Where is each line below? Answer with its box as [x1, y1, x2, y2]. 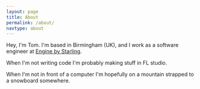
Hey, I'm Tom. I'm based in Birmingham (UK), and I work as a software [6, 42, 179, 49]
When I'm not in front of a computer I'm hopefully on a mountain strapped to [6, 71, 194, 78]
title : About [6, 14, 39, 20]
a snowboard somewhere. [6, 77, 70, 84]
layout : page [6, 8, 39, 15]
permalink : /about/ [6, 20, 55, 26]
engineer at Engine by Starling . [6, 48, 82, 55]
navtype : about [6, 25, 44, 31]
